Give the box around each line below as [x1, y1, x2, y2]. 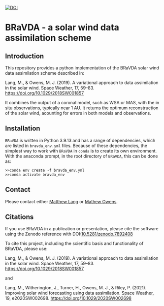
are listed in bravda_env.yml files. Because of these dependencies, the [5, 143, 148, 149]
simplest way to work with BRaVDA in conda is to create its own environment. [5, 148, 157, 153]
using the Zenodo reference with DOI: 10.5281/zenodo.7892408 [5, 231, 133, 237]
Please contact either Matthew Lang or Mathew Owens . [5, 198, 118, 204]
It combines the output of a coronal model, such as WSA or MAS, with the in [5, 100, 160, 105]
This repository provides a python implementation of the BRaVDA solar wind [5, 65, 159, 71]
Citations [5, 213, 34, 221]
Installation [5, 124, 40, 133]
